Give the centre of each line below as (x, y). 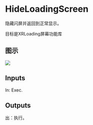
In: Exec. (14, 90)
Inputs (15, 78)
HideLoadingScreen (47, 9)
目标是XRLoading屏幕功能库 (34, 33)
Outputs (18, 105)
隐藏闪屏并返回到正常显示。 (33, 23)
